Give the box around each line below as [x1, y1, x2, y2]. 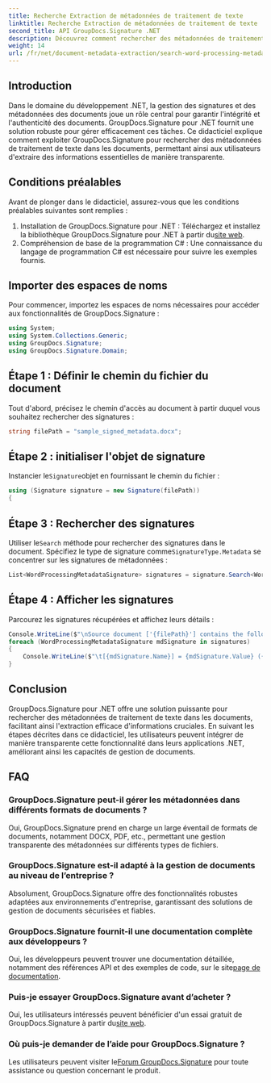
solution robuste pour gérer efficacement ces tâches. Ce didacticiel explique [8, 126, 263, 136]
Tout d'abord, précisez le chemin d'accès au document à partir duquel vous [8, 403, 261, 412]
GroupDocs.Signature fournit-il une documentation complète [8, 926, 253, 937]
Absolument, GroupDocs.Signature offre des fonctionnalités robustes [8, 889, 238, 898]
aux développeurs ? [8, 935, 87, 947]
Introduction [8, 79, 73, 93]
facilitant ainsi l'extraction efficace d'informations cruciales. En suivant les [8, 721, 255, 730]
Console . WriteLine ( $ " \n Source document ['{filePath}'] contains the [8, 630, 244, 638]
